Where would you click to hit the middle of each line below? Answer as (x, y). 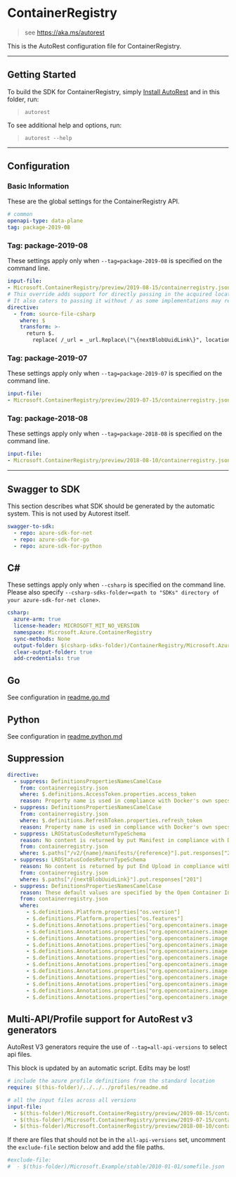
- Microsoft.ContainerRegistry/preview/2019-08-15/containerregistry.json (119, 288)
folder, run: (23, 99)
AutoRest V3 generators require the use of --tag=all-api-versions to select (117, 1047)
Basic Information (38, 186)
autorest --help (48, 138)
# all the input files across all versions (72, 1100)
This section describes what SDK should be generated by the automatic (111, 506)
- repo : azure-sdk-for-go (52, 540)
